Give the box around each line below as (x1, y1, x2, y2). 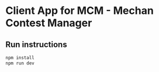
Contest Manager (5, 16, 92, 30)
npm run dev (5, 60, 34, 66)
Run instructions (5, 39, 68, 49)
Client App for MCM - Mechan (5, 4, 154, 17)
